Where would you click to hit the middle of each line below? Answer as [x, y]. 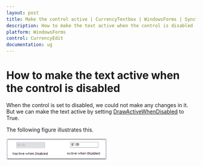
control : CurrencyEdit [35, 38]
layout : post [23, 13]
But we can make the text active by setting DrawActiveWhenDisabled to [95, 111]
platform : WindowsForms [36, 32]
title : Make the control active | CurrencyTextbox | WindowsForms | [94, 19]
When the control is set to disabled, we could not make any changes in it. [97, 105]
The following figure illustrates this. [50, 130]
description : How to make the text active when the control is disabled [100, 25]
